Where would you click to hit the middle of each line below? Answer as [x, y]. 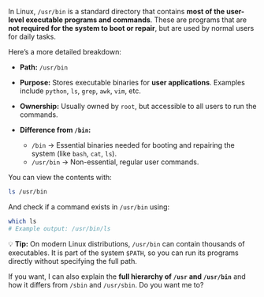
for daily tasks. [32, 36]
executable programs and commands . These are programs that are [136, 20]
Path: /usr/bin [44, 67]
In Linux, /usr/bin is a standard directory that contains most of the [117, 11]
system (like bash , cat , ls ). [74, 154]
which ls [22, 221]
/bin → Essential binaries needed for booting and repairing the [133, 145]
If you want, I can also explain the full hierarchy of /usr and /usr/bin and [127, 276]
